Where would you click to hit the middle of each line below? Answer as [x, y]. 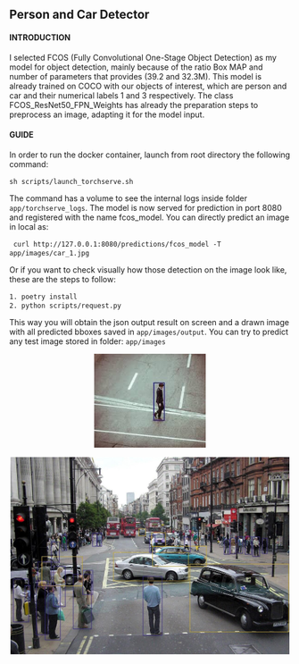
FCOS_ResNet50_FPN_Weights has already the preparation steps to [134, 105]
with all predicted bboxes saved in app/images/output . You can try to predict [149, 332]
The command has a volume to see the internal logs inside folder [129, 198]
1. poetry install [43, 297]
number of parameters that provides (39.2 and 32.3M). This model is [135, 76]
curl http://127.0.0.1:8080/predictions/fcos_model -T [117, 244]
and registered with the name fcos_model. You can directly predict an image [149, 217]
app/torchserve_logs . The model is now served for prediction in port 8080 [146, 207]
